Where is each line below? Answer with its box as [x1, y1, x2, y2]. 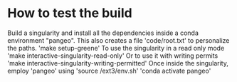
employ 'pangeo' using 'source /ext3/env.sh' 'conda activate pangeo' [7, 66, 211, 75]
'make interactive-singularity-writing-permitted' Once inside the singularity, [7, 58, 229, 67]
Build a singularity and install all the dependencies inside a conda [7, 29, 199, 37]
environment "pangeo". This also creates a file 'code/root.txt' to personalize [7, 36, 230, 44]
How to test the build [7, 5, 133, 21]
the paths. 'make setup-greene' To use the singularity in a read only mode [7, 43, 225, 52]
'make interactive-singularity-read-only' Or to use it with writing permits [7, 51, 218, 60]
